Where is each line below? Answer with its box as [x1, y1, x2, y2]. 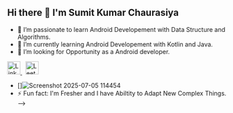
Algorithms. [17, 33, 51, 41]
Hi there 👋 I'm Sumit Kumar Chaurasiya [7, 7, 179, 19]
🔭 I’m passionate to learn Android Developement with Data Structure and [17, 25, 226, 33]
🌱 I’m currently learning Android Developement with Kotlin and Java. [17, 40, 214, 49]
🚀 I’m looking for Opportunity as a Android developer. [17, 47, 170, 55]
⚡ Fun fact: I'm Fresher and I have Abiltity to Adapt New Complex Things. [17, 89, 227, 97]
